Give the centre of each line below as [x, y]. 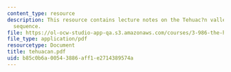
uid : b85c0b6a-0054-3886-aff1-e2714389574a [70, 58]
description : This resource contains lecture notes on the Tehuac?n [107, 20]
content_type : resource [41, 13]
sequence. [27, 26]
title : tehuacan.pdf [37, 52]
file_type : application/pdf [47, 39]
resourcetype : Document [41, 45]
